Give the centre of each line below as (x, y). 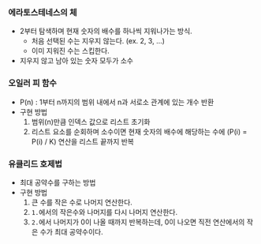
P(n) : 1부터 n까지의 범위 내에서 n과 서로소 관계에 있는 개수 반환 (117, 102)
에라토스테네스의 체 (43, 12)
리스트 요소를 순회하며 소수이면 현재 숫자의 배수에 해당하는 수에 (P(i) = (139, 131)
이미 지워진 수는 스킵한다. (71, 51)
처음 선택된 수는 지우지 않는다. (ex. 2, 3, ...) (98, 41)
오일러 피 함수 (33, 83)
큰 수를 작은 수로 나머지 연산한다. (82, 202)
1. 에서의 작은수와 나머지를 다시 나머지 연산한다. (104, 212)
